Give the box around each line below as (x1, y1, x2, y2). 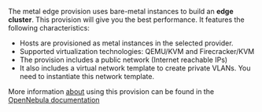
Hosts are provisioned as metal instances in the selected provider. (19, 38, 234, 48)
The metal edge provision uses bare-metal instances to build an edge (8, 7, 234, 16)
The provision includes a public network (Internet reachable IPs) (19, 55, 228, 64)
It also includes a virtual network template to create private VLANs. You (19, 63, 251, 73)
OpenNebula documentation (8, 96, 100, 104)
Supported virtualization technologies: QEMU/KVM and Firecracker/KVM (19, 47, 255, 56)
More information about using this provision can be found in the (8, 87, 215, 96)
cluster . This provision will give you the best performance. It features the (8, 15, 245, 24)
